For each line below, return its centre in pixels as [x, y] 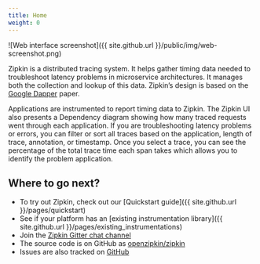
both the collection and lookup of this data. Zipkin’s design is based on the [128, 85]
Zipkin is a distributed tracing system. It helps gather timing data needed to [130, 68]
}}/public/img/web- [186, 45]
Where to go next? [54, 183]
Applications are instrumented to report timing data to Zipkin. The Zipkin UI [129, 108]
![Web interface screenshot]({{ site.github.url [81, 45]
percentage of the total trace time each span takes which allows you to [123, 150]
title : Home [27, 15]
